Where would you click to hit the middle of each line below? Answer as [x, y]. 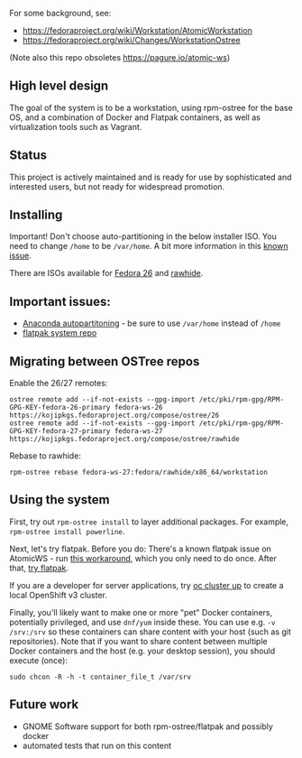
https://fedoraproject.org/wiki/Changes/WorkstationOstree [131, 40]
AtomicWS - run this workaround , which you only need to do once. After [143, 558]
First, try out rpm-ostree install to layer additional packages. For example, [149, 522]
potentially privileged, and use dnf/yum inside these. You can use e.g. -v [143, 622]
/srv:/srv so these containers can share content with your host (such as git [150, 632]
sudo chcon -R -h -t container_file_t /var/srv [101, 677]
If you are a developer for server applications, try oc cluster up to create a [146, 585]
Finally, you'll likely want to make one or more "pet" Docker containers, [141, 612]
